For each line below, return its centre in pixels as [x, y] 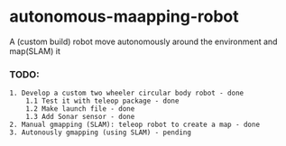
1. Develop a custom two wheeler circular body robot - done [127, 93]
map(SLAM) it [35, 50]
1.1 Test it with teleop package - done [102, 101]
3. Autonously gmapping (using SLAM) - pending [101, 132]
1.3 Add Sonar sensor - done [80, 117]
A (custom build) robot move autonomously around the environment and [143, 41]
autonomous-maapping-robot [124, 17]
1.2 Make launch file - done [80, 109]
